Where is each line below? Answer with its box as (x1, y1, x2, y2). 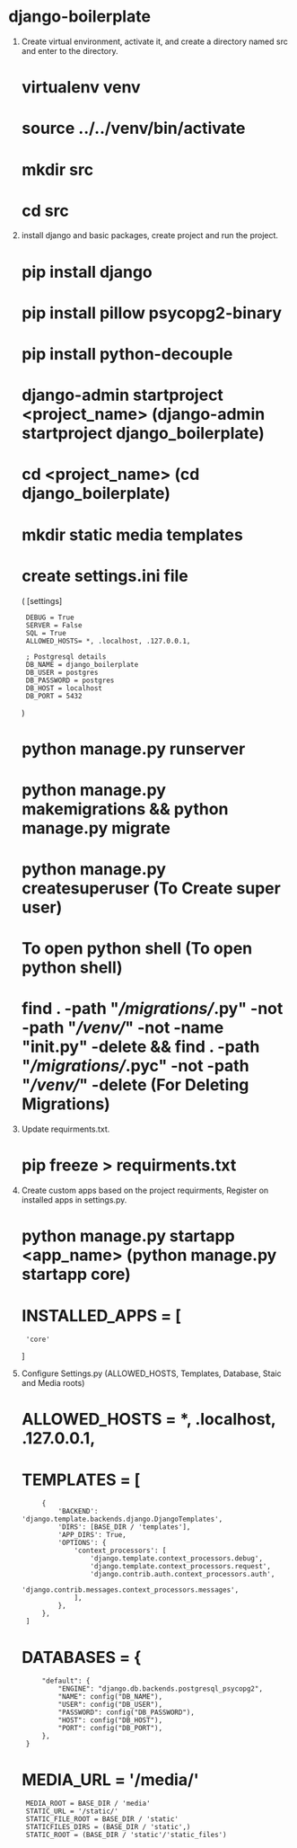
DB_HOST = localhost (25, 683, 102, 693)
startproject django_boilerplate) (21, 423, 266, 444)
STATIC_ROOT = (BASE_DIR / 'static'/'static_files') (25, 1831, 227, 1840)
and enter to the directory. (21, 45, 118, 56)
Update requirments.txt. (21, 1124, 110, 1134)
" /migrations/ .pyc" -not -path (21, 1056, 249, 1076)
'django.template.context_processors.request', (90, 1562, 271, 1571)
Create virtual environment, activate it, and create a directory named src (21, 36, 288, 47)
